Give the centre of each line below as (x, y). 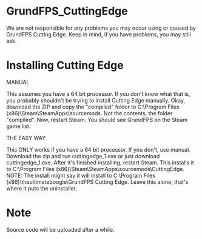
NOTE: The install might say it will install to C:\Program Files (81, 175)
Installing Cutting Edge (65, 66)
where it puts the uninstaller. (42, 188)
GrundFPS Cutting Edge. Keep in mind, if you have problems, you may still (99, 34)
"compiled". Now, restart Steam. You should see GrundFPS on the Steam (97, 119)
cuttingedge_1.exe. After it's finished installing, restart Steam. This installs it (100, 163)
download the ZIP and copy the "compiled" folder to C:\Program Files (93, 107)
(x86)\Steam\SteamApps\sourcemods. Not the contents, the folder (89, 113)
